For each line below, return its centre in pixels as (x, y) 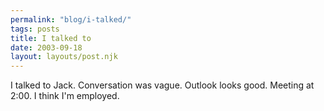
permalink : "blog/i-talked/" (71, 19)
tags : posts (35, 29)
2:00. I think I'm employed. (65, 96)
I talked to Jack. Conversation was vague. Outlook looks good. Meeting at (162, 85)
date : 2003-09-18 (46, 47)
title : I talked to (51, 38)
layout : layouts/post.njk (64, 57)
